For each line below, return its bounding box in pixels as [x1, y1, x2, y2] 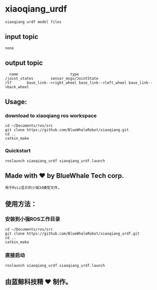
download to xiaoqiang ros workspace [5, 112, 97, 119]
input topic [5, 33, 39, 41]
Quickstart [5, 147, 31, 154]
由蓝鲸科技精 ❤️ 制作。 [5, 277, 72, 286]
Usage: [5, 97, 28, 106]
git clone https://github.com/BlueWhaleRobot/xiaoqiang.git [5, 127, 129, 132]
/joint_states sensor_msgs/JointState [5, 76, 98, 81]
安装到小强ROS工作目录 [5, 216, 61, 222]
